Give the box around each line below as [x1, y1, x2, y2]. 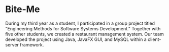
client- [147, 36, 161, 42]
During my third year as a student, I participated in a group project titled [5, 20, 155, 26]
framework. [20, 41, 44, 47]
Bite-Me [5, 4, 40, 15]
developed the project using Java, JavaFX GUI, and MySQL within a [5, 36, 147, 42]
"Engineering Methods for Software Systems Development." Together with [5, 25, 161, 31]
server [5, 41, 19, 47]
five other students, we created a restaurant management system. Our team [5, 31, 164, 37]
